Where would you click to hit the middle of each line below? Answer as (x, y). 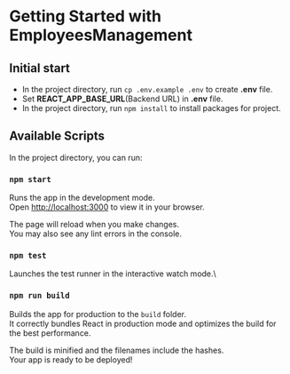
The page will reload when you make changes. (94, 225)
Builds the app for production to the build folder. (98, 314)
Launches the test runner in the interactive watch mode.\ (113, 274)
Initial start (40, 68)
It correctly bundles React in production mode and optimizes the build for (143, 323)
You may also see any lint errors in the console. (95, 234)
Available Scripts (57, 136)
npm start (30, 179)
